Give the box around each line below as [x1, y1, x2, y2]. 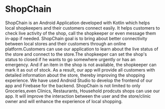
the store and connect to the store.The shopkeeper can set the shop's [5, 51, 147, 57]
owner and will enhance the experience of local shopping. [5, 98, 123, 104]
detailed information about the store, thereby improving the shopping [5, 72, 145, 78]
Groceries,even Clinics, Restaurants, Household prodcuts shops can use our [5, 88, 160, 94]
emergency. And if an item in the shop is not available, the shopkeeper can [5, 62, 157, 68]
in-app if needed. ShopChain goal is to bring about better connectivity [5, 36, 148, 41]
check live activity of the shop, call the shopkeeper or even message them [5, 30, 156, 36]
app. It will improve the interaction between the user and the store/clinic [5, 93, 151, 99]
